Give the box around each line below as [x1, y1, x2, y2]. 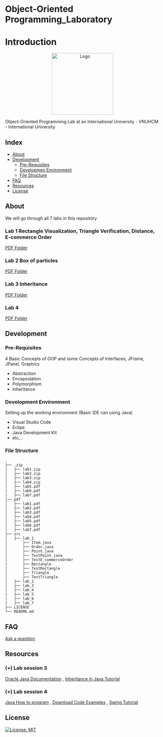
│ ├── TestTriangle [5, 575, 58, 580]
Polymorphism [12, 381, 42, 387]
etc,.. [12, 435, 23, 440]
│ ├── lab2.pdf [5, 506, 41, 511]
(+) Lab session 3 [5, 665, 48, 671]
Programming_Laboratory [5, 14, 113, 25]
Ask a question [5, 636, 35, 641]
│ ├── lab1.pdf [5, 502, 41, 506]
